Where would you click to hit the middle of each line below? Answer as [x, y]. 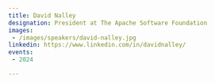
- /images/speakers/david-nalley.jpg [74, 38]
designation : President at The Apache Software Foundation [108, 23]
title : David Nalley [42, 15]
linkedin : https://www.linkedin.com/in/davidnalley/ [97, 45]
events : [21, 52]
